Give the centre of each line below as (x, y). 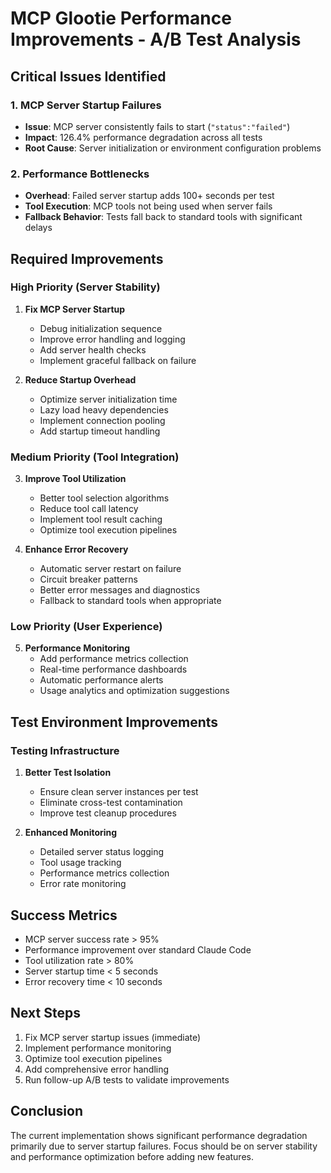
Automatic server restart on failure (110, 569)
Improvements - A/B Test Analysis (156, 39)
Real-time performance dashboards (113, 669)
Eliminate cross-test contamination (111, 803)
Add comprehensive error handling (97, 1069)
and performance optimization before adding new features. (132, 1156)
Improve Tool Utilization (75, 479)
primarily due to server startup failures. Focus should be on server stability (164, 1146)
